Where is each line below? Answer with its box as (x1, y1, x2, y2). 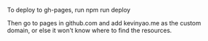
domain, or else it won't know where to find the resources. (7, 27, 172, 34)
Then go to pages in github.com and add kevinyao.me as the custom (7, 19, 201, 27)
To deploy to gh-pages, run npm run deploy (7, 6, 130, 14)
